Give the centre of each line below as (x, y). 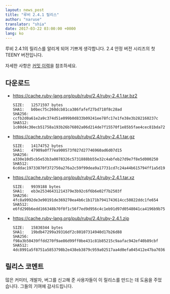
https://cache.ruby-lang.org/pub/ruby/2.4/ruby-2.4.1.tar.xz (73, 177)
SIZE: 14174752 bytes (38, 146)
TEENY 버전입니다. (24, 55)
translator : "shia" (26, 24)
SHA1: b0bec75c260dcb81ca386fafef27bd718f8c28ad (67, 109)
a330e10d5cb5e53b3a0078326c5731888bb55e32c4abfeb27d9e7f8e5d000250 (85, 159)
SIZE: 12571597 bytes (38, 105)
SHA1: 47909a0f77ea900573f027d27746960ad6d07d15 (67, 150)
